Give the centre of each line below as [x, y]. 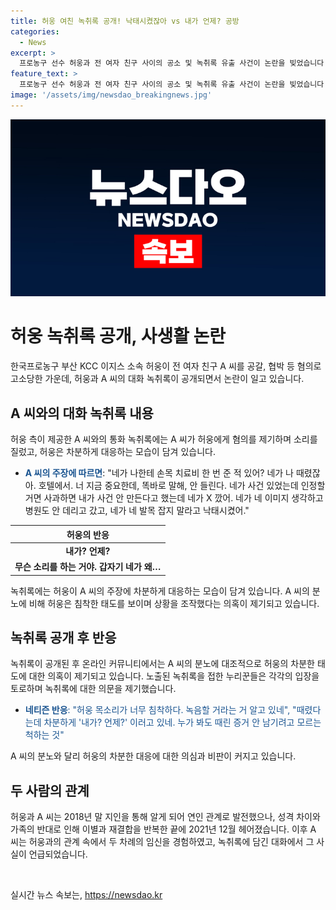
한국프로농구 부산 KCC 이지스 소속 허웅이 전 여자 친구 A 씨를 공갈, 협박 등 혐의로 [166, 366]
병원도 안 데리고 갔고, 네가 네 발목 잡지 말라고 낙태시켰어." [137, 510]
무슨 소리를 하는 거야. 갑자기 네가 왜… [88, 566]
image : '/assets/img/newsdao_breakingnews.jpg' [111, 95]
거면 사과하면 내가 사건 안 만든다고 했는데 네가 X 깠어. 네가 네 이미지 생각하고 [174, 498]
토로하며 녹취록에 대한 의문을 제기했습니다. [93, 689]
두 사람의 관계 [50, 790]
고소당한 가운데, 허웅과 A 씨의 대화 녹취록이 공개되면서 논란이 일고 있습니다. [157, 379]
